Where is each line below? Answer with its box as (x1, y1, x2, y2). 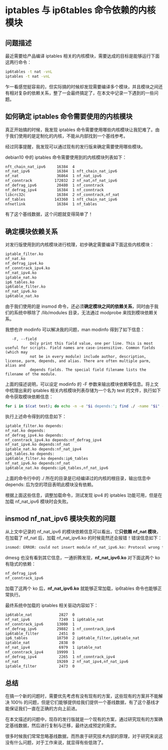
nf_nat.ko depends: (5, 428, 46, 433)
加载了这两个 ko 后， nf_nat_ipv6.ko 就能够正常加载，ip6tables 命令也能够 (5, 585, 157, 591)
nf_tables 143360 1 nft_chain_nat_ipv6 (5, 197, 117, 202)
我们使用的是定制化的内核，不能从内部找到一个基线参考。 (9, 133, 128, 139)
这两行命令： (5, 59, 31, 65)
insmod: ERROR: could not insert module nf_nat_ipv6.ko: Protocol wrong (5, 545, 160, 550)
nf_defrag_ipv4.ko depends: (5, 433, 64, 438)
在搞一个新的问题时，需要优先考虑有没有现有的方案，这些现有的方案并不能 (5, 693, 158, 699)
